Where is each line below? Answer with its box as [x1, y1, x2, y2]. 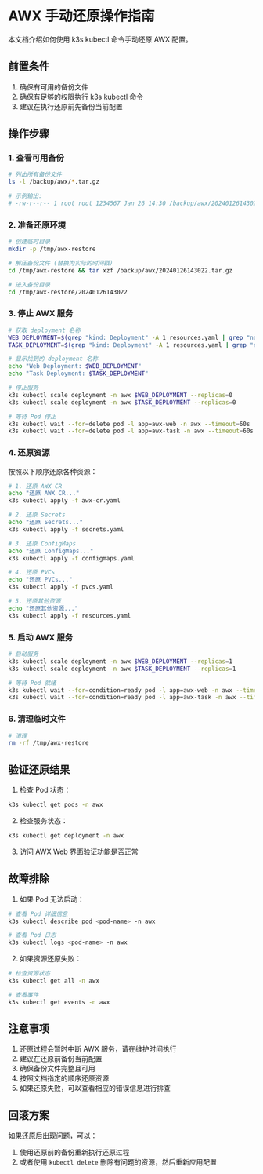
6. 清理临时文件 [8, 713, 67, 724]
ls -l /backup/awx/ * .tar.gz [8, 178, 100, 186]
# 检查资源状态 [8, 970, 51, 978]
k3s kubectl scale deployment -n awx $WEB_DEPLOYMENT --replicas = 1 [8, 657, 233, 665]
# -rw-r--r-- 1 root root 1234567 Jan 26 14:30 [8, 199, 167, 208]
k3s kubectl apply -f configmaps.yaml [8, 554, 135, 562]
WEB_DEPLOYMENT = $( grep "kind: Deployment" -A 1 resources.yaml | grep [8, 334, 243, 341]
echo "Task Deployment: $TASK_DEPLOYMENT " [8, 370, 149, 377]
